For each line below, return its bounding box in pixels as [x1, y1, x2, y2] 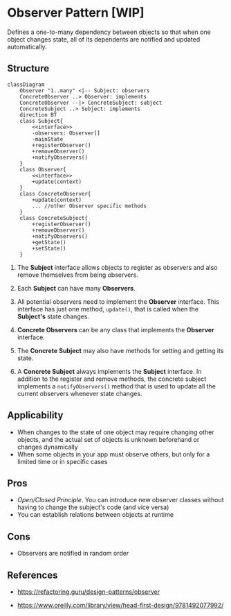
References [7, 569, 58, 581]
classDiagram [7, 81, 45, 88]
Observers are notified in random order [17, 549, 129, 558]
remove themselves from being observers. [17, 271, 138, 279]
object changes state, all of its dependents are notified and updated [7, 35, 201, 43]
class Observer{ [19, 166, 67, 173]
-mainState [32, 135, 64, 143]
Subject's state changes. [17, 312, 90, 320]
